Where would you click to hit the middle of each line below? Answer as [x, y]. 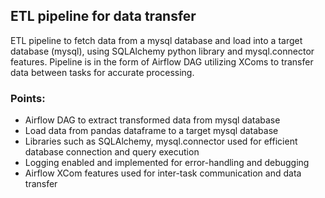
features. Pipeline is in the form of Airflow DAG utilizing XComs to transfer [162, 61]
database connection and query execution [112, 152]
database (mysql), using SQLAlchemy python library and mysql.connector [162, 51]
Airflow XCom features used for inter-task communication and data [163, 173]
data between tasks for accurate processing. [102, 72]
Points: [28, 98]
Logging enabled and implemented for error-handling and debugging [167, 163]
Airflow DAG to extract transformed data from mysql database [152, 120]
